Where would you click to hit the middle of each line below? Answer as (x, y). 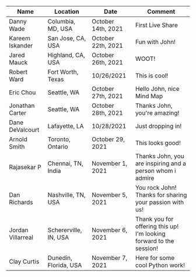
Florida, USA (65, 265)
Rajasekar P (25, 167)
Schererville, (65, 230)
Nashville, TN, (66, 195)
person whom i (155, 171)
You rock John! (156, 188)
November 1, (109, 163)
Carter (18, 113)
